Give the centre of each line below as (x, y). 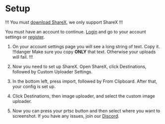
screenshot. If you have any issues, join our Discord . (66, 116)
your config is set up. (34, 86)
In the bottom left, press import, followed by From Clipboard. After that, (85, 81)
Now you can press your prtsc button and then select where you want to (86, 111)
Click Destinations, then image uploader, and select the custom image (83, 96)
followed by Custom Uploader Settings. (52, 71)
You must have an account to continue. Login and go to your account (76, 31)
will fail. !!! (23, 57)
